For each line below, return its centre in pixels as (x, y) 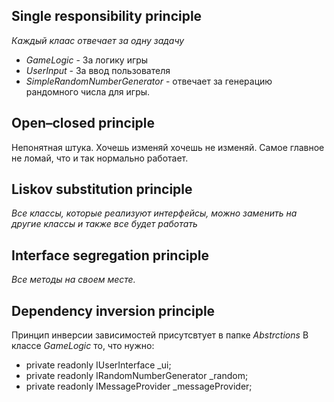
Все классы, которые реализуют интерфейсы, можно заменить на (154, 213)
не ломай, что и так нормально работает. (100, 158)
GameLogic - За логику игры (87, 60)
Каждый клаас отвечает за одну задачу (98, 40)
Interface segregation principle (110, 255)
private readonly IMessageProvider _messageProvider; (139, 386)
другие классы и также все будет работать (104, 224)
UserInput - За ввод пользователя (98, 70)
